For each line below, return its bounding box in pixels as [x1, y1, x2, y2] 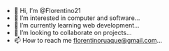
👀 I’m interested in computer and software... [13, 14, 140, 22]
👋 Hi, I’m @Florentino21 [13, 7, 81, 14]
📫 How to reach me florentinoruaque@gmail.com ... [13, 37, 163, 44]
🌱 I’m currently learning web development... [13, 21, 140, 29]
